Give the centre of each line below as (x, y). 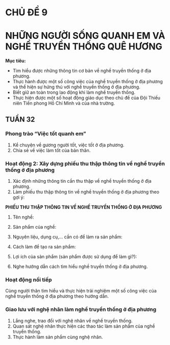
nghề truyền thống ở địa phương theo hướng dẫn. (57, 296)
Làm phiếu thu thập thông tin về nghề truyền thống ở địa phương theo (86, 192)
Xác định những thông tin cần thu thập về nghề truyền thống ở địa (82, 181)
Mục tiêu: (16, 61)
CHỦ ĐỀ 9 (26, 13)
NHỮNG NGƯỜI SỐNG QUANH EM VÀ (85, 36)
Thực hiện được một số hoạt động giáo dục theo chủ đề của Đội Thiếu (87, 98)
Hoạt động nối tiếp (29, 280)
